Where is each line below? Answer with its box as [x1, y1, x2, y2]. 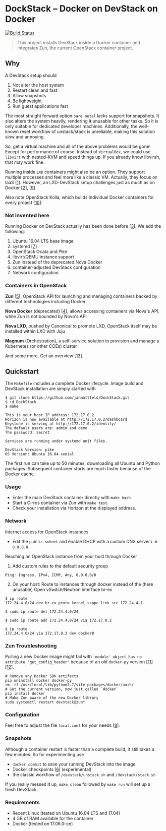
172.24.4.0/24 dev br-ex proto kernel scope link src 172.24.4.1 [5, 600, 143, 605]
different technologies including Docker [5, 299, 86, 305]
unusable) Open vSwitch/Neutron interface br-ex [12, 586, 112, 592]
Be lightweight [12, 98, 42, 104]
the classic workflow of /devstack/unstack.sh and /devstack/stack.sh [12, 771, 156, 777]
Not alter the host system [12, 82, 64, 88]
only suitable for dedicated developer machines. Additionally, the [5, 123, 138, 129]
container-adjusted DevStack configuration [12, 264, 101, 270]
